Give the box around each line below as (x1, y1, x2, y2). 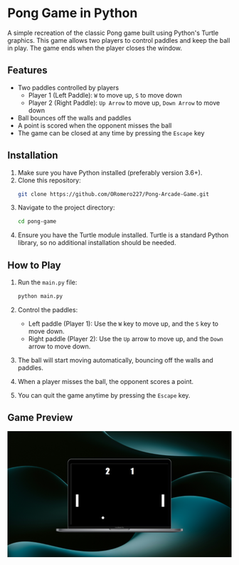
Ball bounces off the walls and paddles (17, 113, 132, 122)
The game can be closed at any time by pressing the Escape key (17, 128, 205, 137)
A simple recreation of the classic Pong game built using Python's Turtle (7, 28, 219, 37)
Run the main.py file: (17, 278, 78, 286)
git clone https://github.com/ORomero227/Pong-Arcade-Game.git (17, 190, 210, 197)
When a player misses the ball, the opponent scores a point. (17, 378, 194, 385)
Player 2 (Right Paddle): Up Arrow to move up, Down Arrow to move (28, 98, 221, 107)
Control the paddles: (17, 306, 78, 314)
